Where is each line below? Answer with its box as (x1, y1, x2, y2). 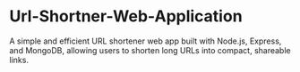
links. (9, 54, 30, 65)
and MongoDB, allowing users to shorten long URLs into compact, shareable (9, 44, 291, 55)
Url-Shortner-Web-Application (9, 6, 244, 27)
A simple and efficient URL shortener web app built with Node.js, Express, (9, 36, 282, 46)
